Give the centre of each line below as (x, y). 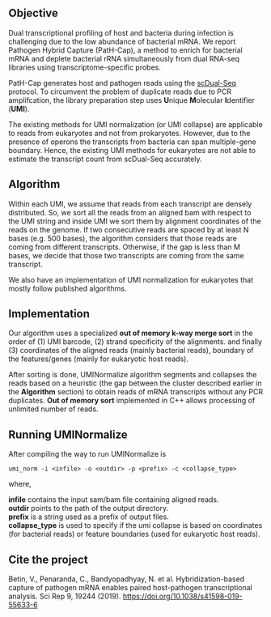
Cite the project (48, 559)
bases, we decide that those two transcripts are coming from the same (126, 255)
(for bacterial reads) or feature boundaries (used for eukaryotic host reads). (134, 534)
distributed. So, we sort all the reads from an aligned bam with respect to (130, 212)
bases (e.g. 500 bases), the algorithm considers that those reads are (123, 238)
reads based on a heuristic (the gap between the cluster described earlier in (135, 383)
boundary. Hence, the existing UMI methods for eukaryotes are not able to (132, 150)
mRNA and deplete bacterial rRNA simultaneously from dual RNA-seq (124, 58)
